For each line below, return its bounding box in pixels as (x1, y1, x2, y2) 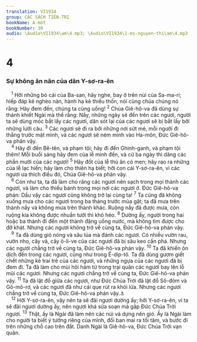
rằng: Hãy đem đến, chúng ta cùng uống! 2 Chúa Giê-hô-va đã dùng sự (6, 104, 179, 112)
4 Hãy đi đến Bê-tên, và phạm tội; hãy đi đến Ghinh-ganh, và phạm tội (11, 144, 181, 152)
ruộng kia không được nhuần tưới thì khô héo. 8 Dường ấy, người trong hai (6, 210, 184, 219)
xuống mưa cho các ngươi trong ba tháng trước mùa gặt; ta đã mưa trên (6, 198, 180, 205)
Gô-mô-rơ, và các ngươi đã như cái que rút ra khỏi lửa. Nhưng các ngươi (6, 283, 181, 290)
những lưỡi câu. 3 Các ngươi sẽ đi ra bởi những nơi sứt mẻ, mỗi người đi (6, 123, 179, 132)
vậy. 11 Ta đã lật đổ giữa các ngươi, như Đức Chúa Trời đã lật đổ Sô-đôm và (6, 276, 187, 284)
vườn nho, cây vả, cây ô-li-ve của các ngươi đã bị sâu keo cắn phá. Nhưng (6, 237, 186, 245)
